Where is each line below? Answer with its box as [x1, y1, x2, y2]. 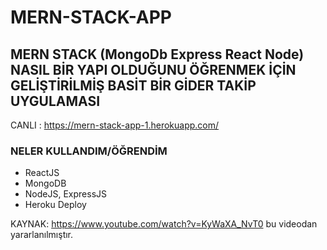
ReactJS [24, 167, 60, 179]
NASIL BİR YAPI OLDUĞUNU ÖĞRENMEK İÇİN [10, 61, 297, 78]
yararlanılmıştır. [10, 229, 74, 241]
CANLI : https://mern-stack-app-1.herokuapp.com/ [10, 119, 220, 131]
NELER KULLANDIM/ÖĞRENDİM [10, 144, 168, 158]
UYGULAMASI [10, 92, 101, 110]
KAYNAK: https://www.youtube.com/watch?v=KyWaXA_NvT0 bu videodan [10, 218, 318, 230]
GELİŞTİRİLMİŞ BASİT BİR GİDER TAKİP [10, 77, 257, 94]
